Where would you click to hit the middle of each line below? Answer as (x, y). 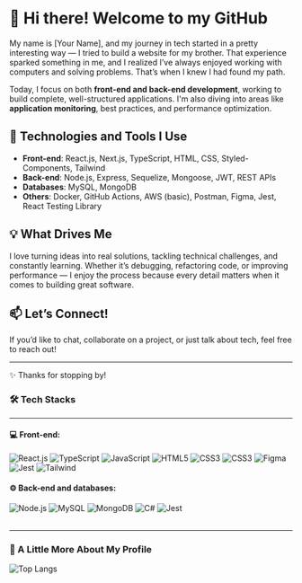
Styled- (235, 158)
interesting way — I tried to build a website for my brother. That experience (148, 52)
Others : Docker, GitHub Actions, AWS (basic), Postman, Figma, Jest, (149, 196)
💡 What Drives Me (61, 234)
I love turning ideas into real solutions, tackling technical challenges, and (144, 256)
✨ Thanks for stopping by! (58, 375)
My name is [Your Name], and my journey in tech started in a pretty (134, 43)
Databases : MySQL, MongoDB (80, 187)
